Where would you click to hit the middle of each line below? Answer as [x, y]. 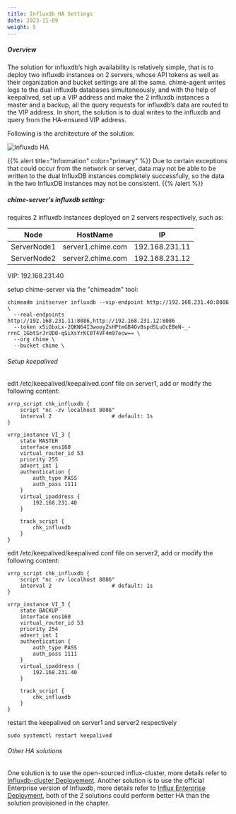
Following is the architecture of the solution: [71, 134]
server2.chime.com [95, 259]
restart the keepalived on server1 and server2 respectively [92, 722]
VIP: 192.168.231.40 [36, 276]
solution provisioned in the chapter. [59, 803]
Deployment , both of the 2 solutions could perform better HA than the [109, 795]
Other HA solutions [35, 751]
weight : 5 [22, 27]
